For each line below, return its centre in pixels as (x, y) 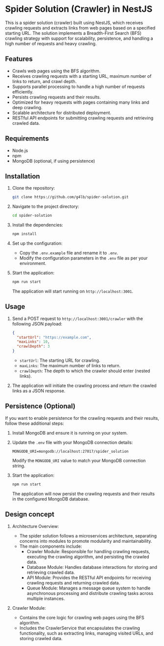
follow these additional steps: (35, 423)
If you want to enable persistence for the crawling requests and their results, (82, 418)
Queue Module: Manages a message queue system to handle (89, 588)
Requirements (27, 139)
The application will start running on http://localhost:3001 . (73, 291)
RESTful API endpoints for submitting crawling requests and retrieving (83, 118)
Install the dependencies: (38, 225)
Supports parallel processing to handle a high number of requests (79, 87)
